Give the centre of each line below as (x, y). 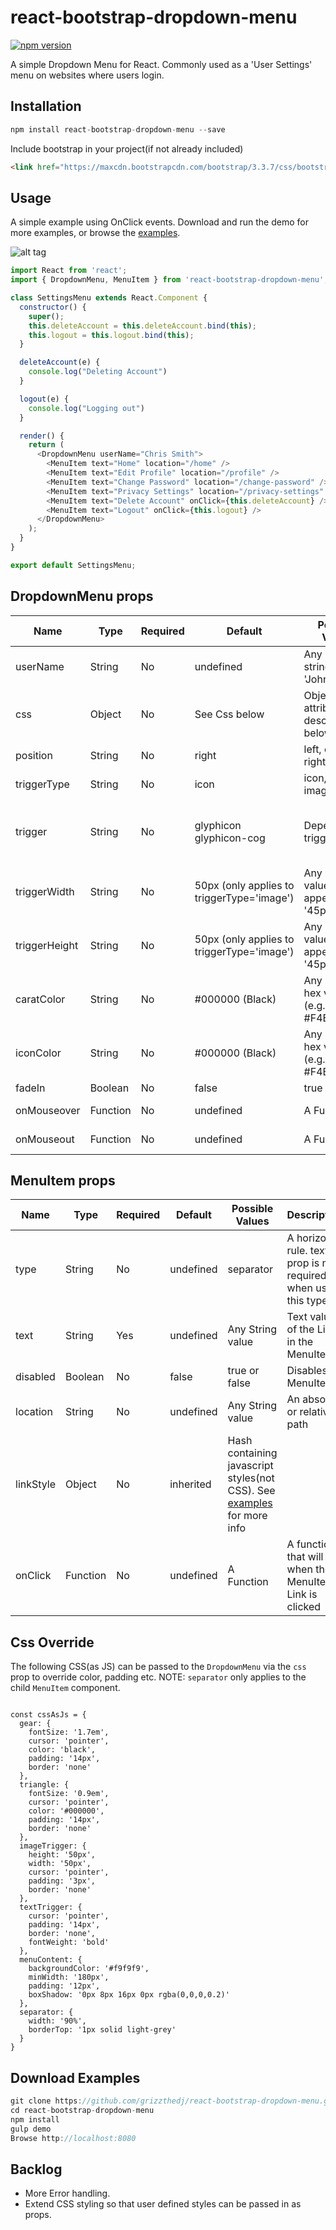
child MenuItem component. (65, 1688)
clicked (304, 1607)
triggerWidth (45, 891)
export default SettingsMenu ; (73, 565)
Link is (302, 1594)
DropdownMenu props (82, 596)
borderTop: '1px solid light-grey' (102, 2030)
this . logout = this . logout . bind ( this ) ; (111, 335)
